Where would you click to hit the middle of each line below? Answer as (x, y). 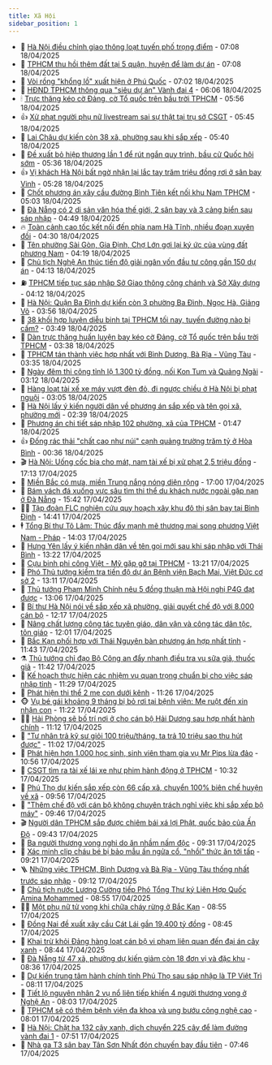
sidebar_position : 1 (43, 24)
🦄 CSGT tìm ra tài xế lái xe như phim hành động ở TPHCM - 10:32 (129, 770)
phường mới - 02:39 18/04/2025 (74, 414)
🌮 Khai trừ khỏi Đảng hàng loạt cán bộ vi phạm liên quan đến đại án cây (140, 941)
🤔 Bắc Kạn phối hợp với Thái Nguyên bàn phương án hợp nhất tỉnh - (133, 640)
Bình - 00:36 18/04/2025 (62, 452)
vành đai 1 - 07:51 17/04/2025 (69, 1036)
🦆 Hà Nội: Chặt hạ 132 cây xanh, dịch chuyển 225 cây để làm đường (134, 1027)
